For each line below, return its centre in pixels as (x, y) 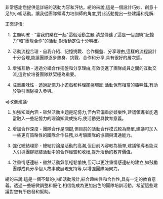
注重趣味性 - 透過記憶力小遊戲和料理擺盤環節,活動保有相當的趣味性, (81, 85)
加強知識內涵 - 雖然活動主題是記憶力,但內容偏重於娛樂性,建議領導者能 (83, 112)
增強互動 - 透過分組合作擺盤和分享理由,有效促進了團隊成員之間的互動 (82, 68)
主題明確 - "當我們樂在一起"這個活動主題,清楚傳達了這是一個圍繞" (79, 34)
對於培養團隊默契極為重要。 (50, 74)
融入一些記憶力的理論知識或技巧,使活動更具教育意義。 (71, 118)
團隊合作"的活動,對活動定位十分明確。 (63, 41)
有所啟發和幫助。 (35, 192)
